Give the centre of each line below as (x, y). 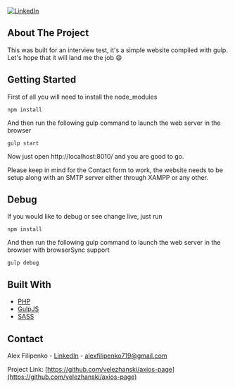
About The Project (48, 33)
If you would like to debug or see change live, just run (85, 217)
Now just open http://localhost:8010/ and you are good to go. (96, 156)
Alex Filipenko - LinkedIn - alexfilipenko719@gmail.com (87, 356)
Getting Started (42, 80)
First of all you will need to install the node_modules (82, 97)
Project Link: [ (27, 370)
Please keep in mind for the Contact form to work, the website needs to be (115, 170)
